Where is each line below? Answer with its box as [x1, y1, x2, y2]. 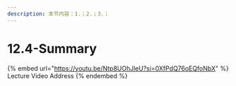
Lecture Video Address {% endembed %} [7, 71, 128, 80]
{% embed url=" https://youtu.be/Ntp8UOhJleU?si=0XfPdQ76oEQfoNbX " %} [7, 64, 229, 73]
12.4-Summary [7, 40, 97, 56]
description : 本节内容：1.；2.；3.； [7, 10, 110, 18]
